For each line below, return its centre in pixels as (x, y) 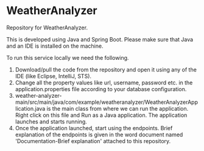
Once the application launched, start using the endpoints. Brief (94, 128)
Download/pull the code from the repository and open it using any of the (106, 69)
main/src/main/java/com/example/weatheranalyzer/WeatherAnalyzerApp (106, 102)
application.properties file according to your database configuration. (101, 89)
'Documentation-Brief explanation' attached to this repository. (93, 141)
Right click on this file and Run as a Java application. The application (101, 115)
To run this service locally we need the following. (68, 57)
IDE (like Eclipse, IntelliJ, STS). (53, 76)
